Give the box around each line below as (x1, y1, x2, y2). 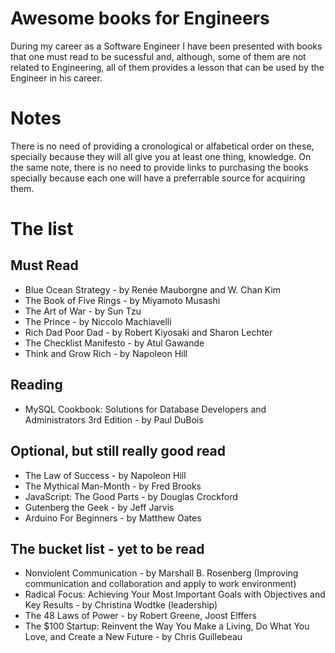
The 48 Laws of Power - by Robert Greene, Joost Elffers (24, 610, 257, 622)
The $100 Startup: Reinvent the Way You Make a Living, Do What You (24, 620, 310, 632)
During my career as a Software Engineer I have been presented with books (10, 40, 323, 52)
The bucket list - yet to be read (10, 540, 205, 557)
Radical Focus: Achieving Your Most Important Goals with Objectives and (24, 588, 326, 601)
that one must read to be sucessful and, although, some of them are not (10, 50, 307, 62)
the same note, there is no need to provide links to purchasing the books (10, 161, 309, 173)
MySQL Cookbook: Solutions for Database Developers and (24, 403, 267, 415)
